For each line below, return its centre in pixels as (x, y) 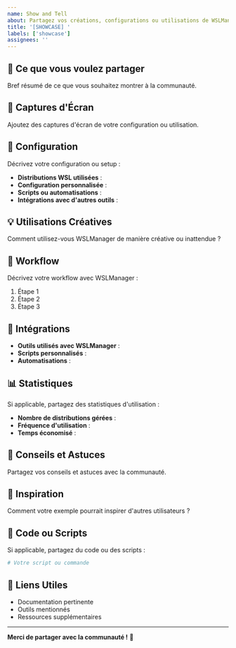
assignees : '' (28, 40)
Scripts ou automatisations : (59, 192)
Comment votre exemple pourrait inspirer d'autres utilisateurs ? (99, 511)
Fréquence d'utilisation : (54, 425)
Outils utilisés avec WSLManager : (69, 345)
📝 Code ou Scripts (47, 533)
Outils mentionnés (44, 609)
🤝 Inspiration (36, 494)
